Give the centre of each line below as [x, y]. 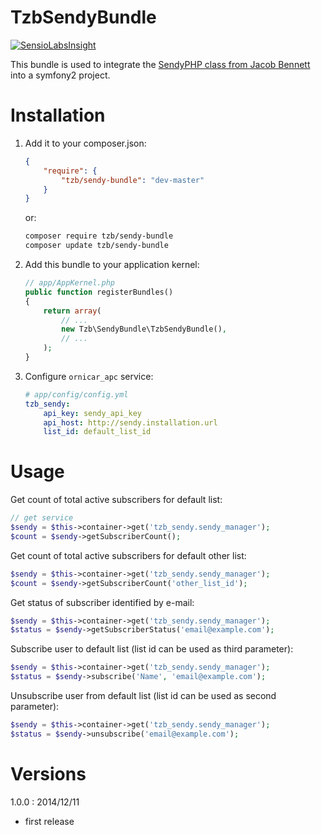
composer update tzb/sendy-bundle [96, 246]
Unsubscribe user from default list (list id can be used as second [143, 696]
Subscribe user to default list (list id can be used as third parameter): [152, 649]
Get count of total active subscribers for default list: [116, 500]
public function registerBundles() [99, 292]
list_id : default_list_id [97, 432]
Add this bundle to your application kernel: [112, 264]
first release [49, 821]
